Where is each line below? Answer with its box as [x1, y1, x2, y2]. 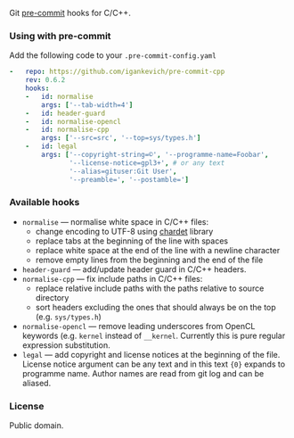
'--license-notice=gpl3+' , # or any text [69, 158, 225, 168]
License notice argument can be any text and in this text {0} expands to [21, 359, 286, 369]
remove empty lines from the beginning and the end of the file [35, 254, 264, 265]
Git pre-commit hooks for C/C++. [9, 8, 131, 18]
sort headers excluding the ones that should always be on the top [35, 302, 276, 312]
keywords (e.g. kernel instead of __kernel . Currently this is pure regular [21, 330, 286, 341]
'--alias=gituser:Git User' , [69, 167, 177, 176]
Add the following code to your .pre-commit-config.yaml [9, 50, 216, 61]
